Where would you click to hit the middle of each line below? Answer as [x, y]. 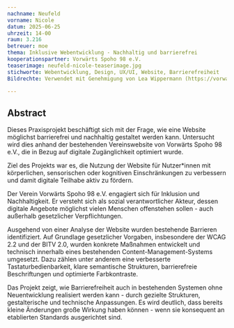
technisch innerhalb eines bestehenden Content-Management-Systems [110, 252]
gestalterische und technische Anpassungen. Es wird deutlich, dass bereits [115, 303]
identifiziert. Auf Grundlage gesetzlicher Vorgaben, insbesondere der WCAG [117, 237]
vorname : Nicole [31, 20]
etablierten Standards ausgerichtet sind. [65, 318]
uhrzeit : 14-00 [29, 33]
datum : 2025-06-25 [34, 27]
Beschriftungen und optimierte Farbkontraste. [73, 274]
